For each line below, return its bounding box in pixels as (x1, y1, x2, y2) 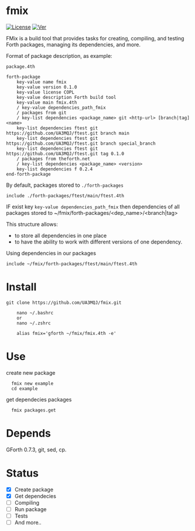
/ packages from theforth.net (16, 156, 91, 162)
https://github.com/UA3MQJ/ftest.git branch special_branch (6, 141, 156, 146)
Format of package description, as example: (6, 52, 112, 59)
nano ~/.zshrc (16, 320, 51, 326)
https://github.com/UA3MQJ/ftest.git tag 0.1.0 (6, 150, 125, 156)
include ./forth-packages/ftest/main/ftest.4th (6, 193, 125, 198)
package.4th (6, 63, 35, 70)
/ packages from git (16, 109, 67, 115)
